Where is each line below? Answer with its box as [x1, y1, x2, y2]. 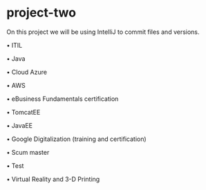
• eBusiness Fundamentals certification [6, 95, 119, 103]
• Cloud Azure [6, 68, 48, 76]
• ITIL [6, 41, 23, 49]
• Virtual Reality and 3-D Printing [6, 175, 100, 183]
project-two [6, 5, 77, 21]
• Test [6, 161, 24, 170]
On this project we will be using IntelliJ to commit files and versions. [6, 28, 200, 36]
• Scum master [6, 148, 50, 156]
